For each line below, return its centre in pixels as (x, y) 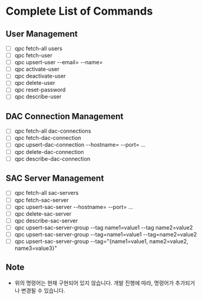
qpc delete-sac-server (43, 214)
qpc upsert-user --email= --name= (59, 62)
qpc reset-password (40, 90)
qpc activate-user (37, 69)
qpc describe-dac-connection (52, 159)
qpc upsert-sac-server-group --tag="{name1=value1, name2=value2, (101, 241)
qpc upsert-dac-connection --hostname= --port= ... (80, 145)
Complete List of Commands (79, 11)
